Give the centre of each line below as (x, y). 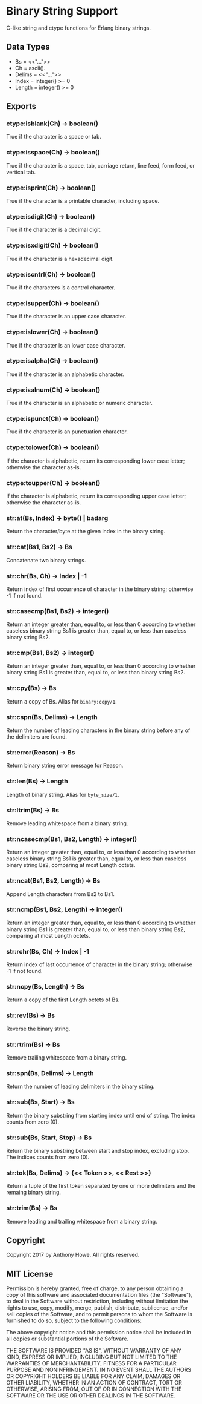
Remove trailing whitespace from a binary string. (67, 1058)
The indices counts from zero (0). (48, 1157)
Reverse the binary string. (38, 1029)
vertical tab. (21, 172)
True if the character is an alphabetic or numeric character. (79, 403)
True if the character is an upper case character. (66, 317)
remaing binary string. (34, 1192)
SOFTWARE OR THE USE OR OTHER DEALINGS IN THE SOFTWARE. (91, 1396)
